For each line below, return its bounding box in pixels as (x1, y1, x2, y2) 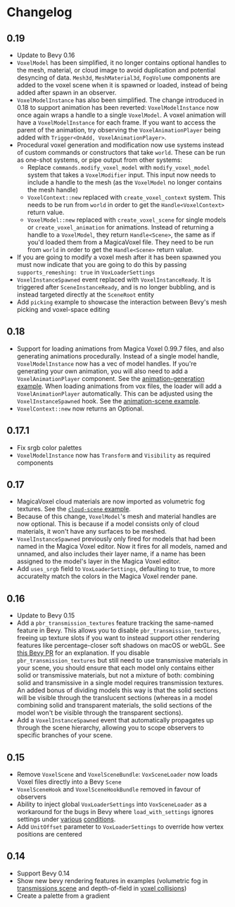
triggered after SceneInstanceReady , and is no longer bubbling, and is (16, 283, 216, 291)
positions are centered (16, 830, 82, 839)
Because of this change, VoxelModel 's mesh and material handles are (16, 512, 217, 521)
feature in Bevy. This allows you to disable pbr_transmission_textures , (16, 626, 222, 634)
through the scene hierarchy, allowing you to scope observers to (16, 723, 205, 732)
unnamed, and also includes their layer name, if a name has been (16, 550, 206, 558)
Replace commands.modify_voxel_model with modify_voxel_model (27, 163, 210, 171)
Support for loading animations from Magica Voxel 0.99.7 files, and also (16, 344, 224, 353)
